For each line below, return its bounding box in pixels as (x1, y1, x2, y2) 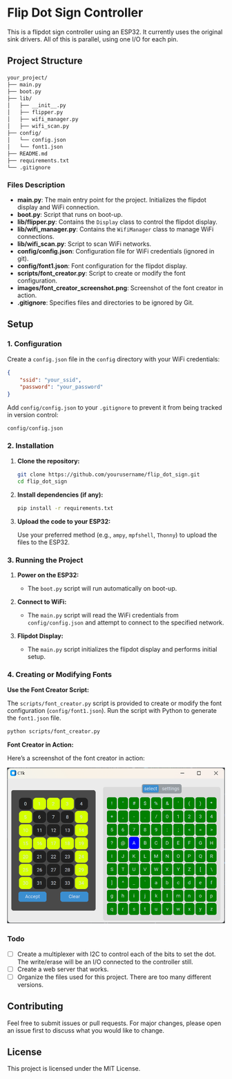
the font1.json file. (7, 714, 61, 722)
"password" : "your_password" (19, 383, 104, 391)
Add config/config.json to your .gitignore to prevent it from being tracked (7, 403, 222, 412)
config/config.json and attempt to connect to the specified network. (27, 618, 224, 627)
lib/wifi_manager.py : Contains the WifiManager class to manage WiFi (17, 225, 214, 233)
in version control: (7, 411, 59, 419)
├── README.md (7, 150, 48, 157)
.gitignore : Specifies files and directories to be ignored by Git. (17, 298, 194, 307)
